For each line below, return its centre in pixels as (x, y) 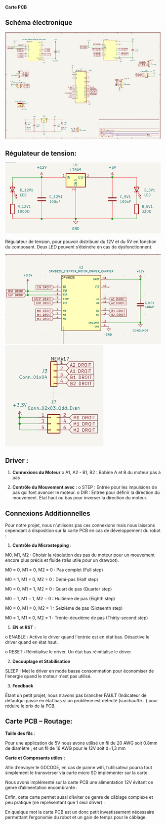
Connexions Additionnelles (48, 513)
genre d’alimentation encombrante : (41, 787)
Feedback (23, 686)
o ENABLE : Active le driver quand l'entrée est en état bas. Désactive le (77, 637)
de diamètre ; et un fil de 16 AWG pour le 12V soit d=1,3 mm (65, 748)
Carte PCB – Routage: (39, 721)
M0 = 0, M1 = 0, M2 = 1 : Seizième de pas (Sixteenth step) (64, 608)
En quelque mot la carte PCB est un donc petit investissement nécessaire (80, 812)
